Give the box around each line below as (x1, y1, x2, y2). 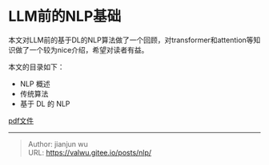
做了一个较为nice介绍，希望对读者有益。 (14, 45, 149, 54)
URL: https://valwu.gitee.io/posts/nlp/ (27, 147, 152, 157)
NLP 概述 (19, 79, 50, 88)
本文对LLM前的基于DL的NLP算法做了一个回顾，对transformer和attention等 (8, 35, 254, 45)
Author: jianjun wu (27, 139, 88, 148)
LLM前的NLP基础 (8, 7, 122, 26)
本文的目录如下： (8, 61, 65, 72)
